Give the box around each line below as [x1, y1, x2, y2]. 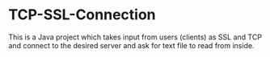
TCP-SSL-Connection [8, 6, 156, 24]
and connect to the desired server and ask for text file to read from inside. [8, 40, 255, 50]
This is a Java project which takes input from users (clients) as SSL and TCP [8, 32, 263, 42]
